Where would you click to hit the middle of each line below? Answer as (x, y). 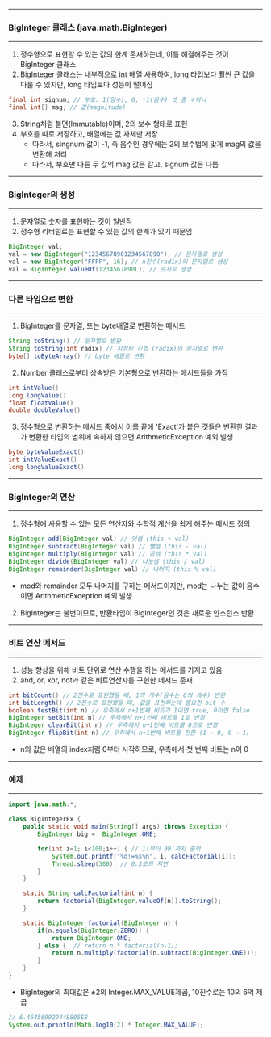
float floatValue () (41, 403)
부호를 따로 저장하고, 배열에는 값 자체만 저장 (89, 134)
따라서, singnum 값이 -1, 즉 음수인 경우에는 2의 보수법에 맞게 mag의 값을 (147, 144)
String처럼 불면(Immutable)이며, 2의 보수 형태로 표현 (104, 124)
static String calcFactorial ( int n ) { (88, 893)
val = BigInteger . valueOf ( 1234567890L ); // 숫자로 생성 (100, 269)
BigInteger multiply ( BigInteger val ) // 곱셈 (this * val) (108, 554)
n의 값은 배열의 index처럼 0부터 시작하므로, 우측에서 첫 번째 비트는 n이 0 (134, 749)
